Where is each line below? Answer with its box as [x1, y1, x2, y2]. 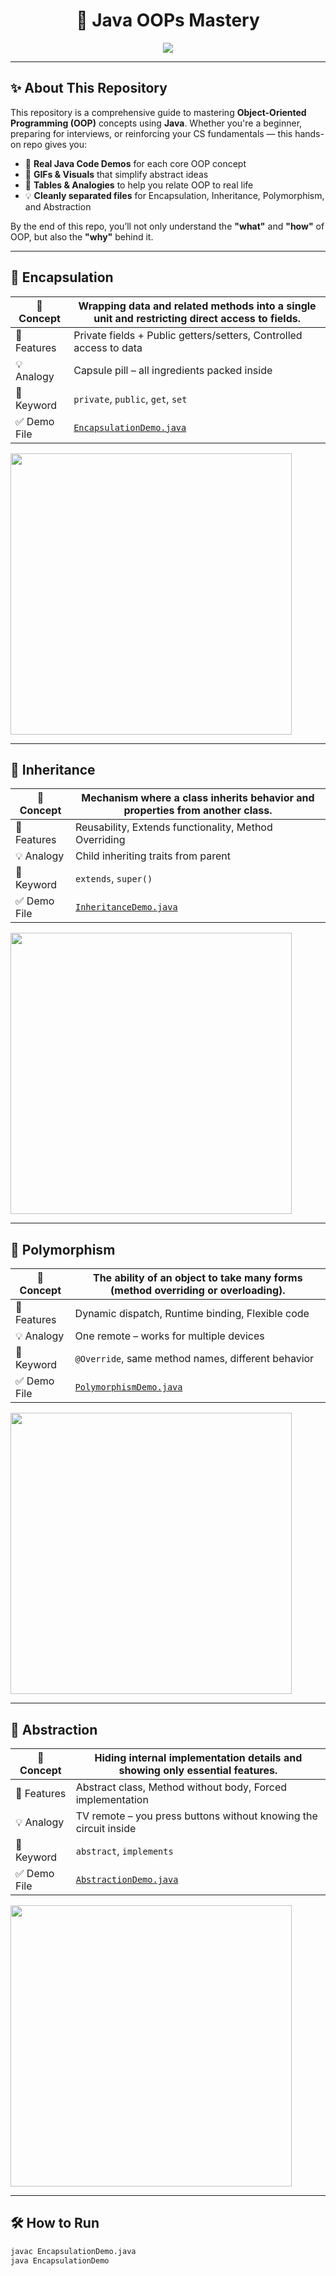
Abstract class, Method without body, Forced [75, 1780, 288, 1794]
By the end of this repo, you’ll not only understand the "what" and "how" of [10, 220, 325, 232]
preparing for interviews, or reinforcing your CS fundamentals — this [10, 127, 293, 139]
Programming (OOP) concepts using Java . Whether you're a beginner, [10, 117, 303, 129]
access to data [73, 340, 143, 354]
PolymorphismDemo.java [74, 1382, 183, 1393]
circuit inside [75, 1822, 137, 1835]
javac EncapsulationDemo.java [10, 2246, 137, 2256]
